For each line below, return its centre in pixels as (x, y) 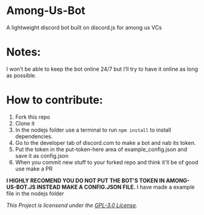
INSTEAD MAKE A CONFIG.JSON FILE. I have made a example (115, 187)
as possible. (21, 75)
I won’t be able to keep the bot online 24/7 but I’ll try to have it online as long (102, 69)
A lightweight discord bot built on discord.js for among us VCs (84, 27)
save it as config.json (42, 155)
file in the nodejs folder (35, 193)
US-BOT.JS (21, 187)
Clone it (25, 123)
